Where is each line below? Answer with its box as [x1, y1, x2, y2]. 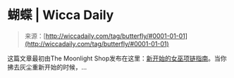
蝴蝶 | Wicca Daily [7, 7, 114, 23]
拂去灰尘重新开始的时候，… [7, 63, 87, 71]
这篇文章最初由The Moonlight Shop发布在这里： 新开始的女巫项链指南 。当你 [7, 54, 227, 63]
